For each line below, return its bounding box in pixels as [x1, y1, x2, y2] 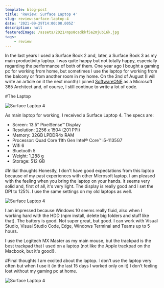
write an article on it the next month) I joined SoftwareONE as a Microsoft [5, 78, 153, 84]
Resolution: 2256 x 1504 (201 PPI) [12, 127, 81, 133]
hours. [5, 228, 18, 234]
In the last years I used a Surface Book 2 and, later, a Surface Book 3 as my [5, 52, 157, 58]
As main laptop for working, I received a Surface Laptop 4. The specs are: [5, 112, 154, 118]
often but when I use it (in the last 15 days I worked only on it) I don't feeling [5, 263, 158, 268]
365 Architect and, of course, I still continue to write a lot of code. [5, 84, 138, 90]
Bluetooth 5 [12, 147, 36, 153]
